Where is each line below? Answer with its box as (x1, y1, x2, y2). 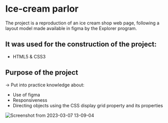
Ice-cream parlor (5, 3, 79, 15)
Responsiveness (12, 97, 47, 103)
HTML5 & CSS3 (12, 53, 46, 59)
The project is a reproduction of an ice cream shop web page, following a (5, 20, 160, 26)
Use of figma (12, 91, 40, 98)
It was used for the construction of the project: (5, 40, 157, 49)
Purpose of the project (5, 68, 78, 77)
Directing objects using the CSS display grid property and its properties (12, 102, 163, 108)
